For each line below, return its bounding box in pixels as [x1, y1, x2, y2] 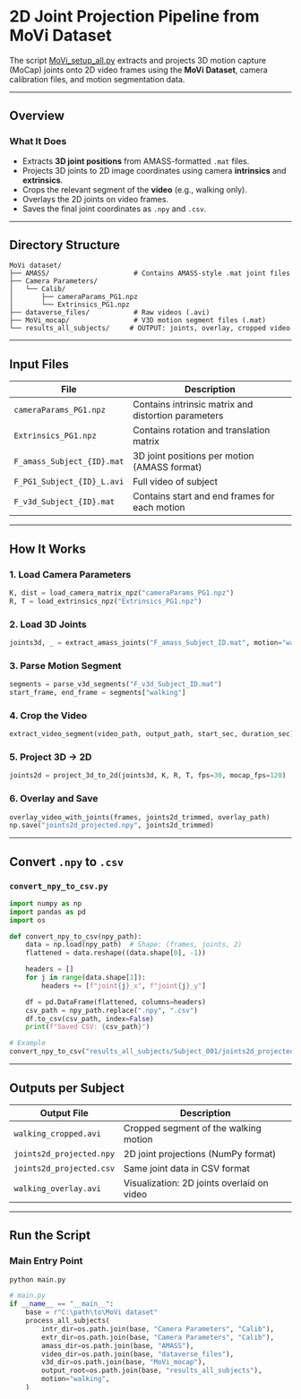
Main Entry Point [9, 1255, 83, 1267]
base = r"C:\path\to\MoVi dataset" [25, 1308, 159, 1317]
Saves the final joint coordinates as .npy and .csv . [21, 203, 207, 214]
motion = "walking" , [41, 1375, 110, 1384]
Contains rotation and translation [133, 424, 271, 436]
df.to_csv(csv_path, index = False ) [25, 1014, 154, 1023]
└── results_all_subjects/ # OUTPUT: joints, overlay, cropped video [9, 324, 291, 333]
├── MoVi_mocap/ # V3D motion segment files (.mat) [9, 316, 267, 325]
